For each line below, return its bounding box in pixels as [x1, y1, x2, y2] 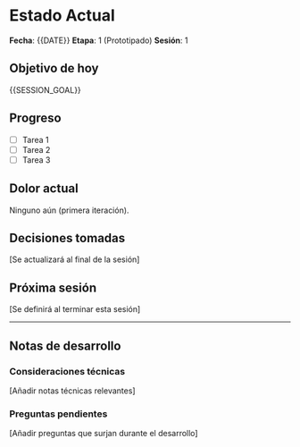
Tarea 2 [21, 144, 51, 155]
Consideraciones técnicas [9, 365, 126, 377]
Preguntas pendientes [9, 408, 108, 420]
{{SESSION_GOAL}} [9, 84, 82, 95]
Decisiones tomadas [9, 230, 126, 246]
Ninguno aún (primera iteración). [9, 205, 129, 215]
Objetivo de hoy [9, 61, 100, 76]
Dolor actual [9, 181, 79, 197]
